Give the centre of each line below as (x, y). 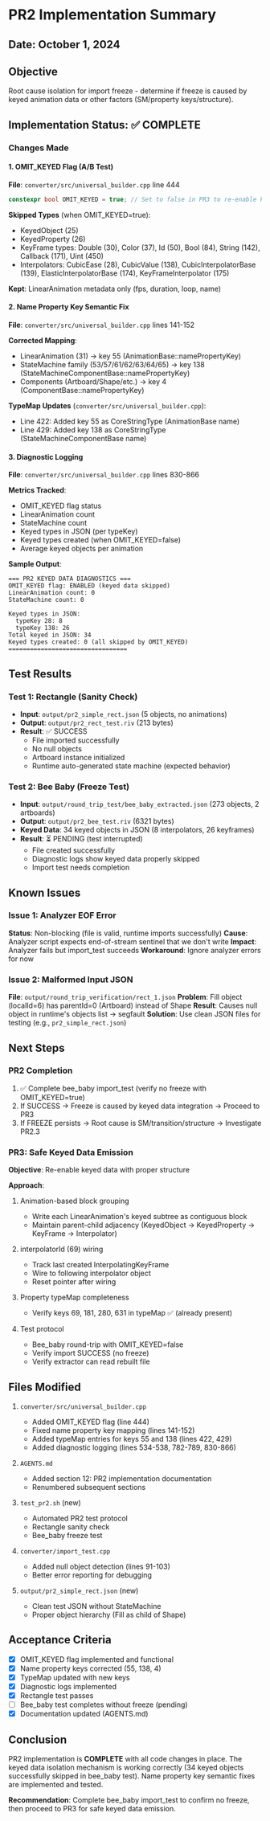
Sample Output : (35, 564)
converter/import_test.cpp (65, 1551)
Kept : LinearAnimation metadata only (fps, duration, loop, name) (115, 288)
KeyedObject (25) (49, 230)
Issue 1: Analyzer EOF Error (62, 915)
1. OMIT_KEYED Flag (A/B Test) (61, 167)
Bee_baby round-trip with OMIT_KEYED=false (108, 1344)
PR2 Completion (41, 1070)
